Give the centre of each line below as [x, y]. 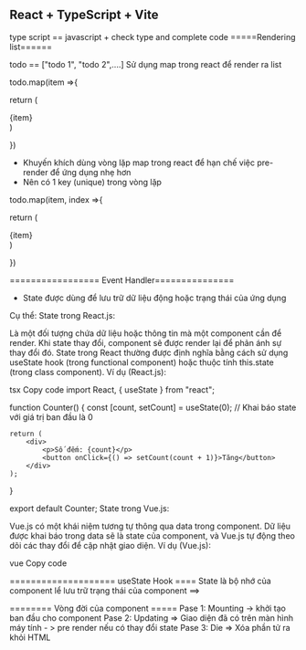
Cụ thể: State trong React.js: [63, 315]
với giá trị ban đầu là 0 [51, 417]
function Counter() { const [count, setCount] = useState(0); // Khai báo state [153, 407]
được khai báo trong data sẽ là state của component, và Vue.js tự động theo [152, 535]
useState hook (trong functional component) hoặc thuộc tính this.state [142, 362]
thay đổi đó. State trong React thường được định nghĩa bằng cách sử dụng [149, 352]
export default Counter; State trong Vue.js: [90, 508]
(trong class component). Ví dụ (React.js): [88, 372]
